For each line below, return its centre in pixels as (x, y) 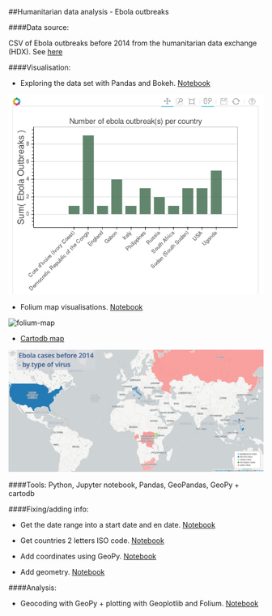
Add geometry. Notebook (62, 571)
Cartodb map (42, 338)
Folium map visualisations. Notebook (81, 306)
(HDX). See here (36, 51)
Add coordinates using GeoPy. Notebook (88, 556)
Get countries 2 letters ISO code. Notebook (92, 540)
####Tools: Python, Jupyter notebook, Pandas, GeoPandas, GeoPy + (124, 485)
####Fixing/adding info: (49, 509)
